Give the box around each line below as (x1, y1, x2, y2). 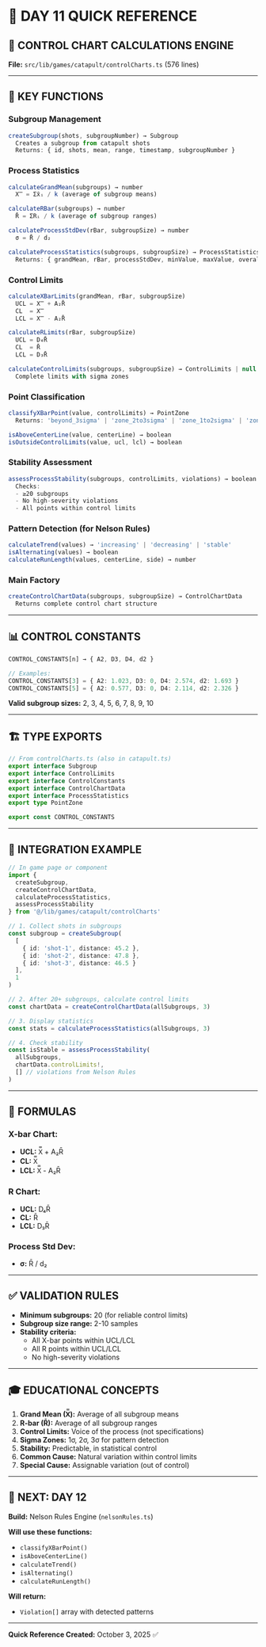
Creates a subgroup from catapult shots (15, 139, 150, 147)
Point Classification (8, 391, 85, 402)
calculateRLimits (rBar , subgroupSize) (8, 329, 136, 337)
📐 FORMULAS (8, 1105, 77, 1119)
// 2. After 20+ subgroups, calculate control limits (8, 996, 190, 1004)
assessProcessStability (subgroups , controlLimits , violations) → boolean (8, 475, 257, 482)
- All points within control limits (15, 505, 136, 513)
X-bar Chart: (8, 1129, 58, 1140)
